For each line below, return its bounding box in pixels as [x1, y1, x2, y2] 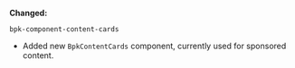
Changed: [9, 8, 48, 18]
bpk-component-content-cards [9, 25, 119, 34]
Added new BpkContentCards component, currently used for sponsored [22, 40, 287, 51]
